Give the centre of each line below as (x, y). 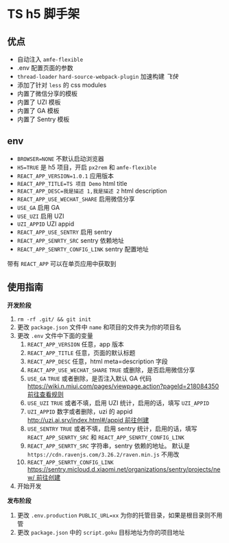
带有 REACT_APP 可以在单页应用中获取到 (62, 263)
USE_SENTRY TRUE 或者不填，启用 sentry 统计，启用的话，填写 (112, 429)
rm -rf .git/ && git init (54, 319)
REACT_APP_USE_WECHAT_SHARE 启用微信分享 (76, 199)
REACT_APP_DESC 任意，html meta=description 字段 (97, 361)
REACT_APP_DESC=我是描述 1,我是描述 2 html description (92, 191)
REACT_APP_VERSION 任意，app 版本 (76, 344)
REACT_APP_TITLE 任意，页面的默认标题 (81, 352)
